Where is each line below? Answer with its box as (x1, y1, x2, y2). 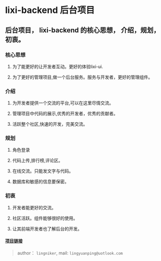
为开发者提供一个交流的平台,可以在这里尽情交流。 (12, 100, 114, 106)
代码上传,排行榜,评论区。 (12, 158, 63, 164)
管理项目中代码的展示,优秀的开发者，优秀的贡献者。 (12, 110, 118, 117)
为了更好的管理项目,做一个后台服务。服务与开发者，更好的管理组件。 (12, 74, 153, 80)
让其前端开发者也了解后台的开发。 (12, 226, 82, 232)
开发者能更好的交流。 (12, 204, 56, 210)
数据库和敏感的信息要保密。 (12, 178, 69, 184)
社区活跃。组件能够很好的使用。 (12, 215, 78, 221)
